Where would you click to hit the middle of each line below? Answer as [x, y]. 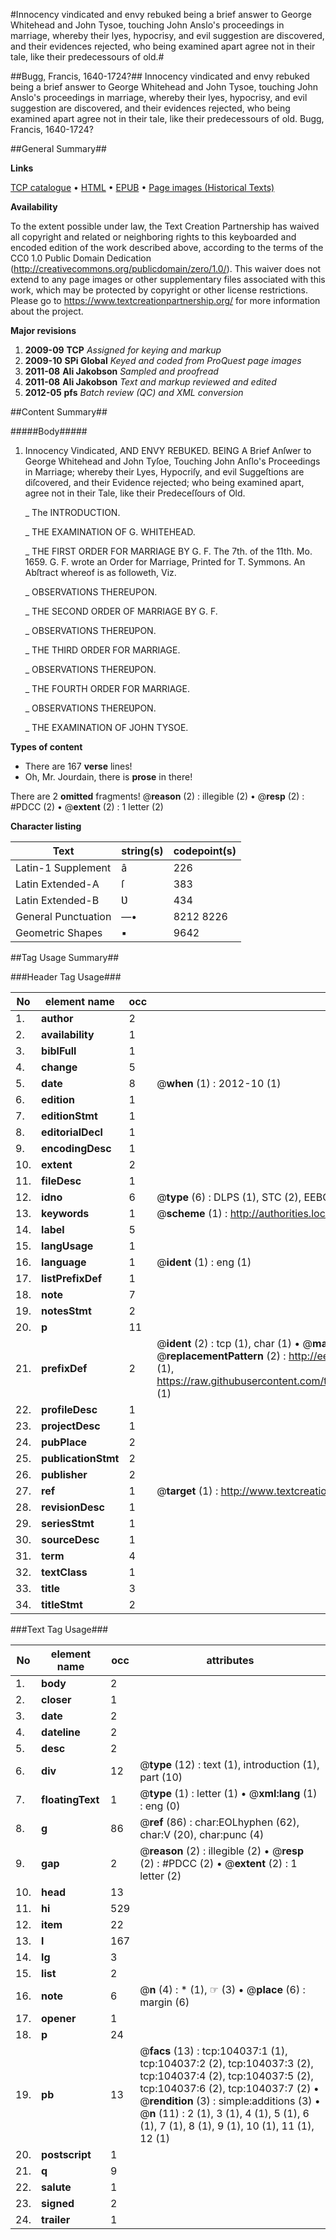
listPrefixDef [72, 1278]
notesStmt [66, 1311]
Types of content [46, 747]
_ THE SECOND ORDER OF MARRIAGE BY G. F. [121, 611]
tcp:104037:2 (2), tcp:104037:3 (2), [226, 2063]
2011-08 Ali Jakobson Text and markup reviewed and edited [150, 382]
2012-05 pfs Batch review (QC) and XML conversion [134, 392]
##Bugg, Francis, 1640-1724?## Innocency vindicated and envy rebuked [160, 76]
